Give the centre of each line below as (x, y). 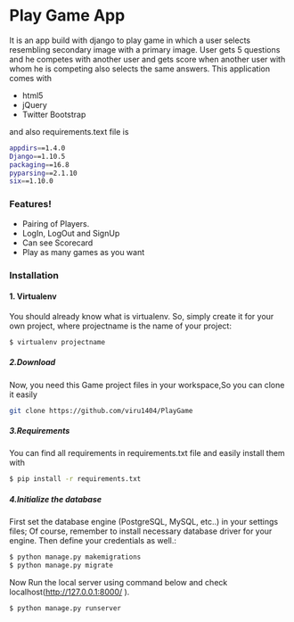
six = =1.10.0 (31, 181)
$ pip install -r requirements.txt (75, 479)
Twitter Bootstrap (54, 114)
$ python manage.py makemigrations (75, 557)
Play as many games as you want (83, 252)
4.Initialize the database (56, 499)
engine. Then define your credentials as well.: (93, 541)
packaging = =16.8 (39, 165)
